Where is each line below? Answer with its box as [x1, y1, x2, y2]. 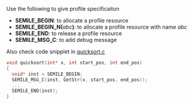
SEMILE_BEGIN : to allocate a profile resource [15, 17, 129, 24]
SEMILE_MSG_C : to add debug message [15, 36, 117, 43]
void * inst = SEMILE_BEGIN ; [12, 71, 83, 77]
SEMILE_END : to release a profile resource [15, 30, 123, 37]
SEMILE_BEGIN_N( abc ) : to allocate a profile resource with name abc [15, 24, 188, 30]
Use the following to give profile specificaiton [6, 5, 120, 12]
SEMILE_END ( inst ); [12, 88, 59, 94]
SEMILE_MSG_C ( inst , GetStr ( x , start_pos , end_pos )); [12, 76, 148, 83]
